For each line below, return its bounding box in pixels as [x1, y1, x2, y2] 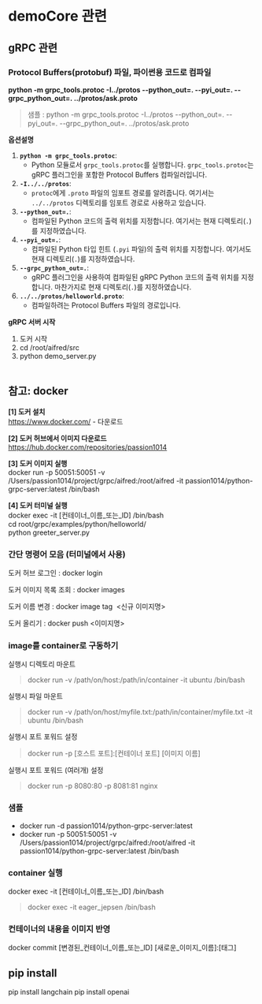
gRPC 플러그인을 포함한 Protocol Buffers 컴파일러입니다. [31, 170, 207, 179]
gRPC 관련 [8, 41, 57, 54]
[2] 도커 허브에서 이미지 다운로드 [8, 433, 108, 442]
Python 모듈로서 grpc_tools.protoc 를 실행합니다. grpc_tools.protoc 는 [31, 159, 254, 170]
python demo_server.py [19, 351, 97, 360]
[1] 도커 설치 [8, 407, 46, 416]
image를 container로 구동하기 [8, 640, 119, 651]
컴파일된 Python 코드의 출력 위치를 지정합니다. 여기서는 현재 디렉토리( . [31, 216, 249, 226]
